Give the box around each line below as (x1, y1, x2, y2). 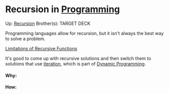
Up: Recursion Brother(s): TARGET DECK (5, 20, 90, 26)
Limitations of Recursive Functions (5, 45, 78, 51)
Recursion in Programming (5, 4, 120, 15)
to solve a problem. (5, 36, 46, 42)
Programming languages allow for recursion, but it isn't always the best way (5, 30, 164, 36)
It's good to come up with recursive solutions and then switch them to (5, 55, 151, 61)
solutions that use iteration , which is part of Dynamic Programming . (5, 60, 146, 67)
